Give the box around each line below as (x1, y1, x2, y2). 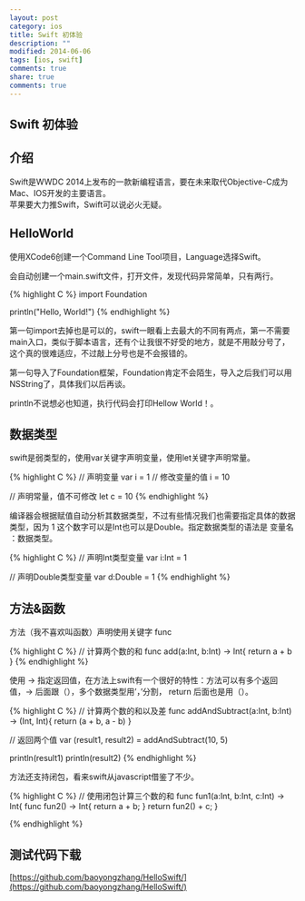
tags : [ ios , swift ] (9, 55, 84, 64)
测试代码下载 (9, 847, 82, 863)
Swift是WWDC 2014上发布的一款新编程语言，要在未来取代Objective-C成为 (9, 176, 289, 187)
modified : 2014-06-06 (9, 47, 92, 56)
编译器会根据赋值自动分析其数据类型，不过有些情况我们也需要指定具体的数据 (9, 510, 296, 521)
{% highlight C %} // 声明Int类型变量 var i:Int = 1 (9, 552, 188, 563)
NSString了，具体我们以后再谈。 (9, 378, 131, 389)
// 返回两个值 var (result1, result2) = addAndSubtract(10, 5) (9, 735, 229, 746)
